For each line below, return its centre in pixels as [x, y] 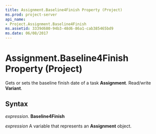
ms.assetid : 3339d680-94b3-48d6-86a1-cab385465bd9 [59, 29]
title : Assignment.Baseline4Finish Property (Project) [64, 10]
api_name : [16, 19]
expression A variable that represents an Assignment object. [68, 126]
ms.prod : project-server [31, 15]
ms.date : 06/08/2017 [27, 33]
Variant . [14, 88]
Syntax [17, 104]
